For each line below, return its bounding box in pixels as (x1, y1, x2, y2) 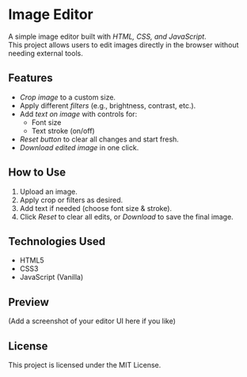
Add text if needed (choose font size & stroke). (19, 203, 173, 213)
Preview (8, 295, 50, 309)
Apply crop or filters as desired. (19, 195, 123, 205)
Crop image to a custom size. (19, 92, 116, 102)
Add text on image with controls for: (19, 109, 138, 119)
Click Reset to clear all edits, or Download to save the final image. (19, 212, 234, 221)
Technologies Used (8, 235, 105, 248)
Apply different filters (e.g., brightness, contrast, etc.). (19, 100, 196, 110)
